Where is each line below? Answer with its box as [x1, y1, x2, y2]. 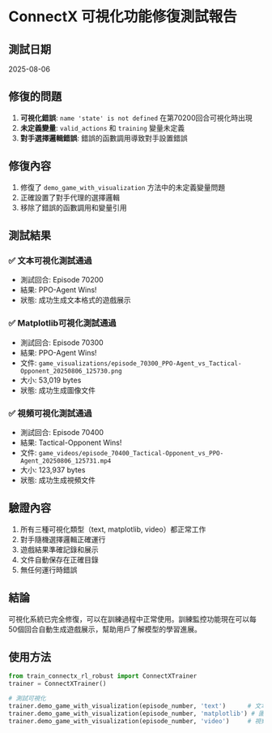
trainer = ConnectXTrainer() [8, 679, 107, 688]
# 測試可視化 [8, 695, 46, 703]
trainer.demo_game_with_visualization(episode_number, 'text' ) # [8, 701, 252, 710]
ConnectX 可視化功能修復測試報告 [8, 7, 237, 26]
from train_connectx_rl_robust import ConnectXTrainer [8, 672, 198, 680]
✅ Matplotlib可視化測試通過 [8, 317, 117, 329]
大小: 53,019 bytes [19, 375, 82, 385]
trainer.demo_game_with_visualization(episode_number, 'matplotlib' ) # [8, 709, 255, 718]
